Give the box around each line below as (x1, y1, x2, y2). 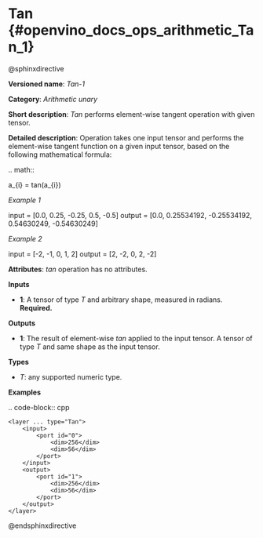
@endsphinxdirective (8, 521, 77, 530)
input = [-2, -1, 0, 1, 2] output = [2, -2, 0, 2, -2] (8, 249, 157, 259)
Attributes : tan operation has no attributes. (8, 264, 148, 274)
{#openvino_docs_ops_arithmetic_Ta (8, 21, 254, 39)
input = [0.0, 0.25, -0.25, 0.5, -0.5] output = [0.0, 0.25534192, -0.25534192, (8, 210, 253, 220)
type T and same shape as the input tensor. (19, 342, 160, 351)
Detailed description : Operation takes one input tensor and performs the (8, 133, 244, 142)
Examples (8, 387, 42, 397)
